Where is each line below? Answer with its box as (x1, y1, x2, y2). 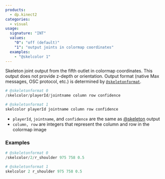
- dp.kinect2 (10, 12, 37, 17)
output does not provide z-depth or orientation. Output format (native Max (5, 73, 159, 79)
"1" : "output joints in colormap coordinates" (14, 45, 114, 50)
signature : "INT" (10, 31, 46, 36)
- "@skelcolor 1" (14, 54, 51, 59)
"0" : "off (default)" (14, 40, 60, 45)
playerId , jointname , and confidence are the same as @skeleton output (12, 116, 160, 122)
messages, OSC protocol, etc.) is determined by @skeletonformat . (5, 78, 141, 84)
